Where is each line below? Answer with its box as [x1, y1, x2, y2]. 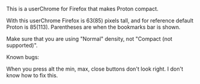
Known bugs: [6, 54, 39, 60]
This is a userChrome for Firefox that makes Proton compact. [6, 5, 159, 12]
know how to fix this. [6, 72, 58, 79]
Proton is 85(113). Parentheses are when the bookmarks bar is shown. [6, 24, 181, 30]
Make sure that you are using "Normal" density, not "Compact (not [6, 35, 173, 42]
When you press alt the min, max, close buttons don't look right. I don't [6, 65, 184, 72]
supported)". [6, 42, 38, 49]
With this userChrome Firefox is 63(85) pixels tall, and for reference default [6, 17, 194, 24]
